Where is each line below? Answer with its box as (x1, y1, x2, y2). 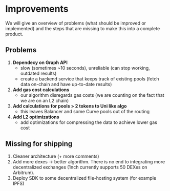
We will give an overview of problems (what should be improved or (5, 20, 146, 26)
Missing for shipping (5, 139, 73, 148)
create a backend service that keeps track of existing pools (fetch (20, 75, 159, 82)
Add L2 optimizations (12, 114, 60, 120)
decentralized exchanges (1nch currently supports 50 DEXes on (12, 164, 147, 170)
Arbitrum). (12, 169, 35, 176)
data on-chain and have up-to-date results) (20, 81, 112, 87)
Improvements (5, 3, 69, 15)
